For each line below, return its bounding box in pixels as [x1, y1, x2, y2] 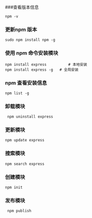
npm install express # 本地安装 [5, 62, 88, 67]
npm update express [5, 138, 45, 143]
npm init [5, 185, 23, 190]
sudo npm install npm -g [5, 38, 55, 42]
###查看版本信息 [5, 4, 39, 10]
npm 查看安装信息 [5, 79, 47, 86]
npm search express [5, 161, 45, 166]
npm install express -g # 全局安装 [5, 67, 79, 72]
